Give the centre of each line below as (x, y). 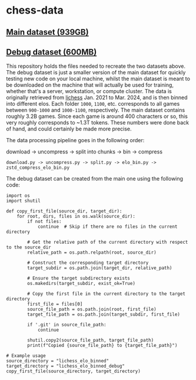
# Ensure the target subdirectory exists (79, 279)
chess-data (35, 10)
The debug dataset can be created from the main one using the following (95, 179)
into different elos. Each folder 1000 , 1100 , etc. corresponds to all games (93, 104)
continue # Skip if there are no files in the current (107, 227)
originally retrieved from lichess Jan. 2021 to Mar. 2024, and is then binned (97, 97)
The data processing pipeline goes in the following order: (75, 140)
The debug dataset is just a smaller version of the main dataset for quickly (96, 73)
